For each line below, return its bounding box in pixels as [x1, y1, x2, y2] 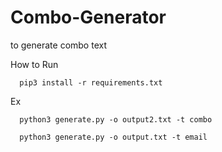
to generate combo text [10, 39, 107, 51]
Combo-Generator [10, 6, 167, 29]
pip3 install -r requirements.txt [19, 77, 163, 88]
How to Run [10, 58, 59, 70]
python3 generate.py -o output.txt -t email [19, 132, 208, 142]
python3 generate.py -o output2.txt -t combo [19, 114, 213, 125]
